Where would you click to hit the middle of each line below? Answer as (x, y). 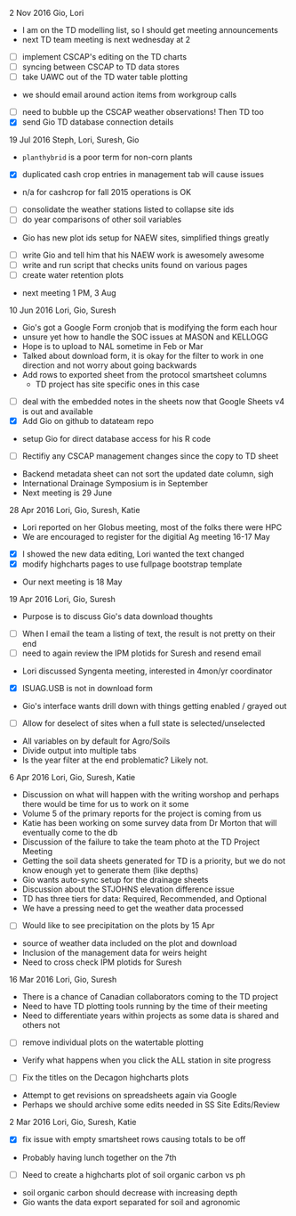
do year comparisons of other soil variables (102, 220)
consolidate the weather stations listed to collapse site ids (128, 209)
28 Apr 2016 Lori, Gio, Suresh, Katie (75, 510)
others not (41, 1025)
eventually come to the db (70, 833)
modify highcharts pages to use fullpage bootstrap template (132, 564)
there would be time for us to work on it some (105, 804)
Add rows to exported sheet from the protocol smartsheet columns (144, 374)
